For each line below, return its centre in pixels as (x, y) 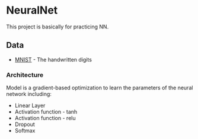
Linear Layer (30, 106)
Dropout (25, 124)
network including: (29, 94)
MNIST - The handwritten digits (53, 59)
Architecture (25, 75)
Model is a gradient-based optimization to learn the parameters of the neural (100, 88)
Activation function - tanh (46, 112)
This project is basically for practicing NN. (58, 27)
